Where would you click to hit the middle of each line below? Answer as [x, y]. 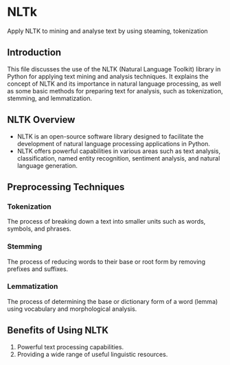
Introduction [34, 52]
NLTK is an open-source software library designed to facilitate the [110, 136]
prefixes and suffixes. [38, 269]
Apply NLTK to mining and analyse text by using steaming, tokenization [107, 31]
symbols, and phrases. [39, 229]
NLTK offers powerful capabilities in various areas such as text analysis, [119, 151]
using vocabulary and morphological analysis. [72, 309]
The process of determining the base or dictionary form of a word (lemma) [113, 301]
